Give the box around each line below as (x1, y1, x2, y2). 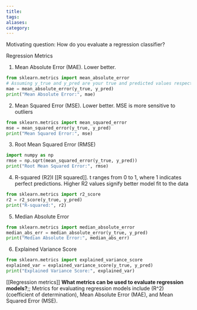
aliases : (6, 19, 28, 25)
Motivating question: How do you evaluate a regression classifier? (6, 41, 165, 48)
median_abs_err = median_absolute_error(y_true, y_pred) (6, 230, 148, 236)
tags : (6, 14, 19, 20)
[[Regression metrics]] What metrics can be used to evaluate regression (6, 278, 184, 285)
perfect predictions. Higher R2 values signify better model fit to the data (14, 180, 189, 187)
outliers (14, 108, 33, 115)
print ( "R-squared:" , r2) (6, 202, 67, 208)
